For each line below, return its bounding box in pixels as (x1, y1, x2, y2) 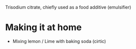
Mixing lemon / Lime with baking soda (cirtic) (12, 38, 106, 44)
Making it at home (5, 22, 82, 33)
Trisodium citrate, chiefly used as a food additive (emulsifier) (5, 4, 131, 10)
